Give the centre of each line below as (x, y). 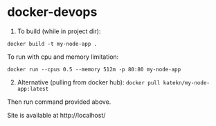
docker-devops (52, 12)
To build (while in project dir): (59, 31)
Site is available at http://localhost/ (56, 115)
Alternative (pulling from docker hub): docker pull (89, 82)
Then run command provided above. (59, 102)
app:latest (33, 89)
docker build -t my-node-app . (52, 44)
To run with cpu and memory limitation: (63, 57)
